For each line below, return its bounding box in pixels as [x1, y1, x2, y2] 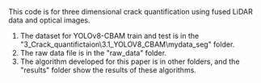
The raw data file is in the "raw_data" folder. [19, 48, 167, 57]
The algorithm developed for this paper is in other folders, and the [19, 56, 240, 66]
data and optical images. [8, 15, 91, 25]
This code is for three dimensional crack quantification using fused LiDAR [8, 7, 253, 16]
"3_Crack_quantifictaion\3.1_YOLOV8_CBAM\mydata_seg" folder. [19, 39, 235, 49]
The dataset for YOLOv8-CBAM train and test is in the [19, 31, 200, 40]
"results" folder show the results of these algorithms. [19, 65, 196, 75]
